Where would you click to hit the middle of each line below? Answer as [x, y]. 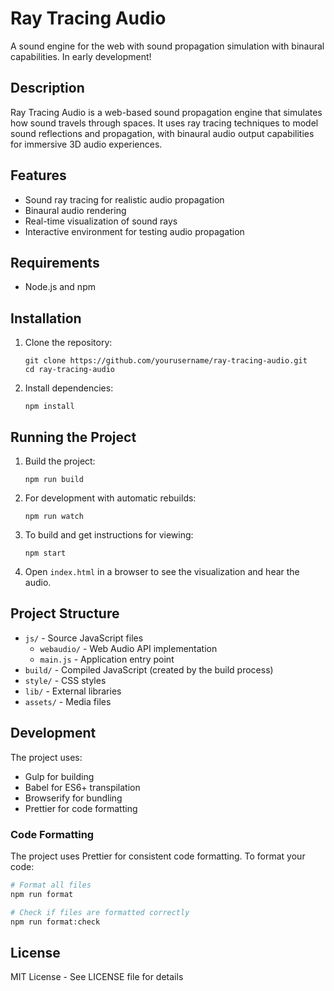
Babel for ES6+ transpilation [82, 787]
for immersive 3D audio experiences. [86, 144]
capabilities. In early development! [81, 56]
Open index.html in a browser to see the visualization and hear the [162, 571]
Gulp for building [59, 776]
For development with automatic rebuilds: [110, 498]
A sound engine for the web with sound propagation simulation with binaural [167, 46]
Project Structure [65, 613]
